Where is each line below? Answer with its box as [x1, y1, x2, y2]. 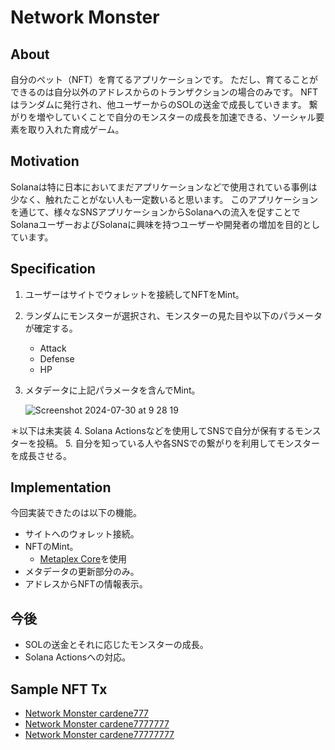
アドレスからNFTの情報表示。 [24, 578, 148, 590]
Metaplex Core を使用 [39, 553, 128, 565]
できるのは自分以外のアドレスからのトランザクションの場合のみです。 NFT [10, 86, 319, 98]
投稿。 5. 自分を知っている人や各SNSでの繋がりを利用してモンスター [36, 437, 320, 449]
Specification [10, 261, 96, 278]
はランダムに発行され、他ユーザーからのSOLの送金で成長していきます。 [10, 99, 307, 110]
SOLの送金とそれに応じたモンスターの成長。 [24, 639, 209, 651]
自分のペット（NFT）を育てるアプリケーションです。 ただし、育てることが [10, 74, 319, 85]
